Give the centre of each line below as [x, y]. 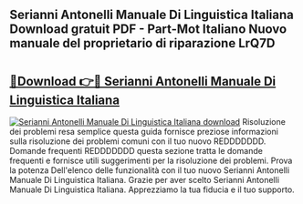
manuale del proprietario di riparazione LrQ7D [142, 43]
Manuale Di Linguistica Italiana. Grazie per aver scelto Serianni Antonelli [145, 180]
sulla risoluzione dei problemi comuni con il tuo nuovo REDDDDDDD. [138, 141]
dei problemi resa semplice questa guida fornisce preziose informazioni [144, 132]
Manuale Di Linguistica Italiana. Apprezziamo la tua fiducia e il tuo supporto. [152, 189]
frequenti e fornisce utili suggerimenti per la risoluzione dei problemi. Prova [151, 160]
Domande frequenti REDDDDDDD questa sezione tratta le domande [136, 151]
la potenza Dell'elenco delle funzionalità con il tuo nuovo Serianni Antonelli [150, 170]
